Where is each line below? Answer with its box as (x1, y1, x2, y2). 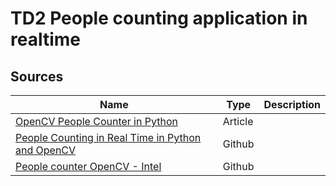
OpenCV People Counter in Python (15, 115, 178, 128)
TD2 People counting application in (10, 7, 308, 30)
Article (222, 115, 254, 128)
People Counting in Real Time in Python (15, 131, 202, 144)
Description (263, 98, 321, 111)
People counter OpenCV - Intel (15, 160, 162, 173)
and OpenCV (15, 143, 77, 157)
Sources (10, 68, 64, 85)
